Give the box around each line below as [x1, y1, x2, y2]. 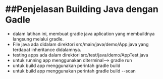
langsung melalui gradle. [12, 36, 64, 42]
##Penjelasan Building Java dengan [5, 3, 159, 15]
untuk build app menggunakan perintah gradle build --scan [12, 67, 136, 73]
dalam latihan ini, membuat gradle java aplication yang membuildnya [12, 30, 155, 36]
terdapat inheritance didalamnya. [12, 46, 82, 52]
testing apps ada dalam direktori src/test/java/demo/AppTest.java [12, 51, 148, 58]
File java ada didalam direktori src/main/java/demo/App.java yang [12, 41, 149, 47]
